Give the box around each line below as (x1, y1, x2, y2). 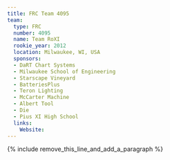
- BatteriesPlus (13, 81, 60, 88)
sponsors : (13, 55, 41, 62)
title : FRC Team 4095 (7, 10, 70, 17)
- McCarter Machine (13, 94, 70, 101)
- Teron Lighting (13, 87, 64, 94)
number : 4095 (13, 29, 51, 37)
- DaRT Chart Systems (13, 62, 76, 69)
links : (13, 119, 32, 127)
